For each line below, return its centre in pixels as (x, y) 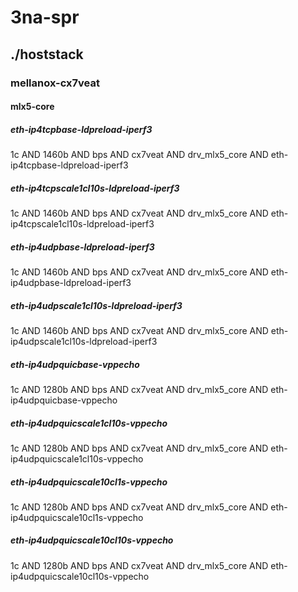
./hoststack (47, 54)
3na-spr (45, 17)
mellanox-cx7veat (55, 83)
